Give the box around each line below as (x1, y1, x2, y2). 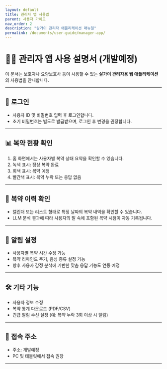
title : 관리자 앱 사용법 (5, 12, 50, 17)
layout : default (5, 7, 39, 12)
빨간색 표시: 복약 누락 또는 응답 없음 (12, 174, 82, 180)
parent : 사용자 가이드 (5, 16, 46, 21)
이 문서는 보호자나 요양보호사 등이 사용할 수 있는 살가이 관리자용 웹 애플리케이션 (5, 71, 159, 77)
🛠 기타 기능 (5, 283, 39, 292)
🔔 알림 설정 (5, 235, 37, 244)
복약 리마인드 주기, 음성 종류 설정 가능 (12, 256, 85, 262)
